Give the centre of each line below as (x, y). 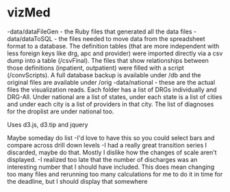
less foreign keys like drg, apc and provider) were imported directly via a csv (115, 53)
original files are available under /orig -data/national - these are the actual (111, 82)
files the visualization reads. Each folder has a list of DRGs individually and (112, 90)
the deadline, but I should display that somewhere (77, 181)
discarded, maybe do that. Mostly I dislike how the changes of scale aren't (112, 152)
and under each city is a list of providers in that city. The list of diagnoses (111, 104)
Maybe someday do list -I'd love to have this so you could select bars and (111, 137)
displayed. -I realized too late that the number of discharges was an (102, 159)
